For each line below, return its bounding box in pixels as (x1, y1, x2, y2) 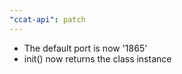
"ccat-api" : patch (9, 14, 86, 25)
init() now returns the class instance (23, 52, 172, 65)
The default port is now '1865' (23, 42, 148, 54)
